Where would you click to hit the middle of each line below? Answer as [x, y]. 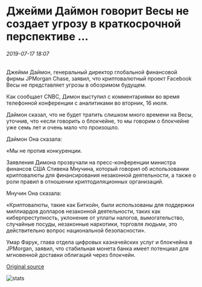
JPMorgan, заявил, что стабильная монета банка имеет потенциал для [97, 248]
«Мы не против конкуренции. [44, 151]
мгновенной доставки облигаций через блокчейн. [71, 255]
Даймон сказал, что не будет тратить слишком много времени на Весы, [100, 115]
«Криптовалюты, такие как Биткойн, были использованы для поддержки [100, 205]
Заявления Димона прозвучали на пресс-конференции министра [91, 162]
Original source [25, 267]
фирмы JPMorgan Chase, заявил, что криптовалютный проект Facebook [99, 79]
